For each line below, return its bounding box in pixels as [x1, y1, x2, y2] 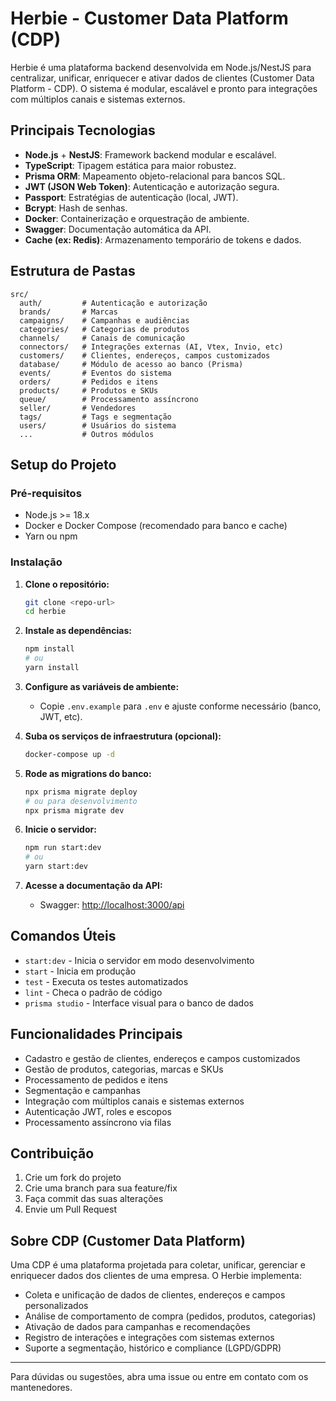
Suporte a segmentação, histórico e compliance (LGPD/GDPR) [24, 1342, 282, 1354]
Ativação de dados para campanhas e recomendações [24, 1321, 251, 1333]
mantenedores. [10, 1382, 73, 1394]
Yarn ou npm [24, 530, 78, 542]
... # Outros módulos [19, 429, 155, 439]
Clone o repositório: [24, 578, 110, 590]
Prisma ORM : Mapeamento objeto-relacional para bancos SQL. [24, 170, 286, 182]
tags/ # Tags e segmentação [19, 412, 172, 422]
